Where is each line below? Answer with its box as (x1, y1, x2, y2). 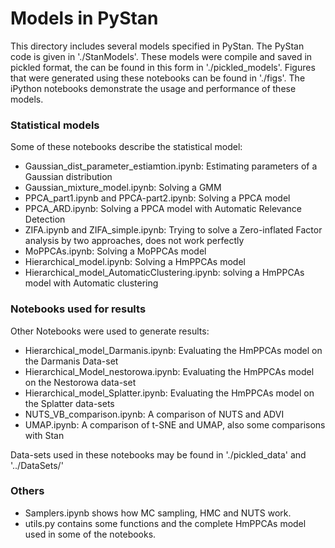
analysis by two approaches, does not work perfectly (24, 235, 245, 247)
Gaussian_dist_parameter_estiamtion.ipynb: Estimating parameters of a (24, 160, 318, 172)
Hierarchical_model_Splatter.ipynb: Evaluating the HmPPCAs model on (24, 387, 315, 399)
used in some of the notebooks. (24, 528, 157, 540)
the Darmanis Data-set (24, 355, 119, 367)
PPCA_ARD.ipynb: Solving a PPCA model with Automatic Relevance (24, 203, 302, 215)
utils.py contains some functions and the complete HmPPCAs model (24, 517, 307, 529)
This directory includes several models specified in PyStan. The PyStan (10, 40, 305, 52)
